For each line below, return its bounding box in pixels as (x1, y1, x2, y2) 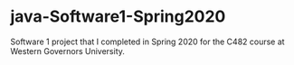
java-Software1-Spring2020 (10, 6, 226, 27)
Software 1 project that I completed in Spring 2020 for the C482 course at (10, 36, 285, 47)
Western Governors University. (10, 45, 126, 56)
